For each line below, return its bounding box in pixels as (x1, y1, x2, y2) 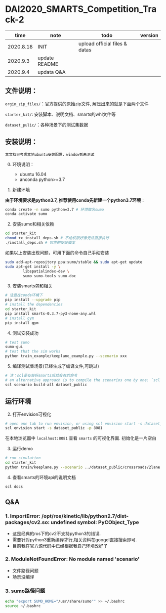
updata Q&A (38, 68, 66, 75)
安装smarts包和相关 (12, 283, 53, 289)
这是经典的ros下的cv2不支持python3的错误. (12, 530, 101, 537)
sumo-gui (5, 345, 23, 350)
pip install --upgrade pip (5, 298, 61, 303)
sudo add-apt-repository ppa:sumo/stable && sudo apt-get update (5, 260, 142, 264)
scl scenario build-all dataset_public (5, 382, 87, 387)
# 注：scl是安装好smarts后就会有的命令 (5, 373, 78, 378)
